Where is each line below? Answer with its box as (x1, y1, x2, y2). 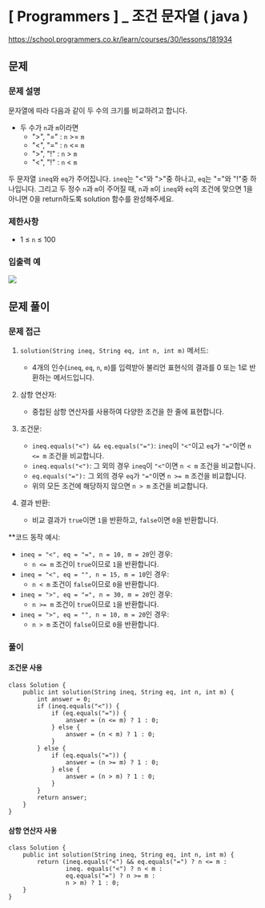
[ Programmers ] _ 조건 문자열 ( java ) (8, 7, 249, 26)
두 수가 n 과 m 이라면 (19, 122, 79, 132)
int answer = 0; (37, 695, 91, 703)
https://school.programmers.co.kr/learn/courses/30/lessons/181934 (8, 34, 233, 44)
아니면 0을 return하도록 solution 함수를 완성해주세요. (8, 193, 175, 203)
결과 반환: (19, 498, 50, 507)
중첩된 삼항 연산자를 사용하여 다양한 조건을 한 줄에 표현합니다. (31, 406, 224, 416)
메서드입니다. (53, 373, 94, 382)
